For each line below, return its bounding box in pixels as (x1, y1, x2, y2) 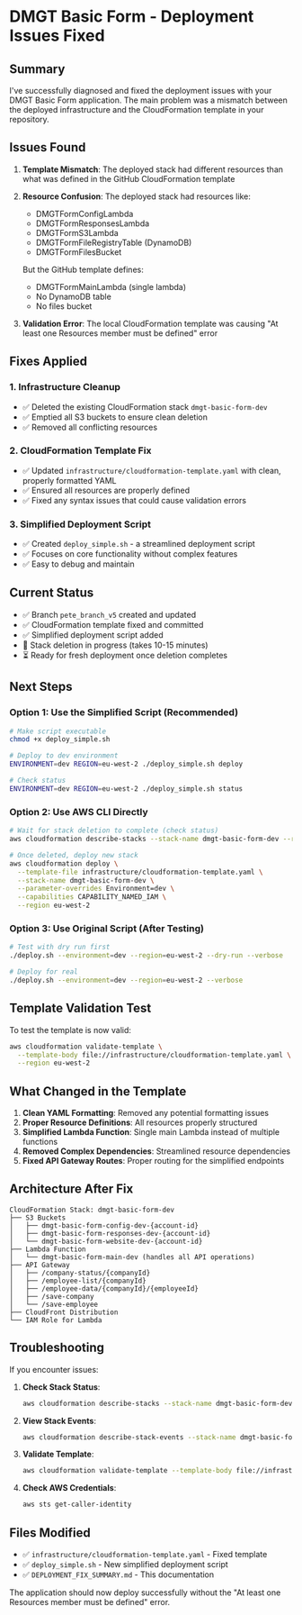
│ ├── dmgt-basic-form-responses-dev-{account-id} (9, 1229, 211, 1238)
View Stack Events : (22, 1415, 97, 1426)
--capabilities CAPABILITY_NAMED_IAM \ (17, 893, 167, 902)
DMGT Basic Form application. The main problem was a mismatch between (9, 95, 288, 105)
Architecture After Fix (9, 1182, 134, 1197)
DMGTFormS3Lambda (35, 227, 119, 238)
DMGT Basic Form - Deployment (9, 6, 254, 27)
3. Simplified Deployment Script (9, 518, 151, 531)
